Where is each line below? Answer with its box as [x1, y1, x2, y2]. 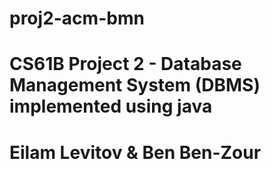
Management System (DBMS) [9, 74, 261, 97]
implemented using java [9, 95, 213, 118]
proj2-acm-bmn [9, 7, 145, 30]
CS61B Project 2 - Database [9, 53, 242, 76]
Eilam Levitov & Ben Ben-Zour [9, 141, 262, 164]
